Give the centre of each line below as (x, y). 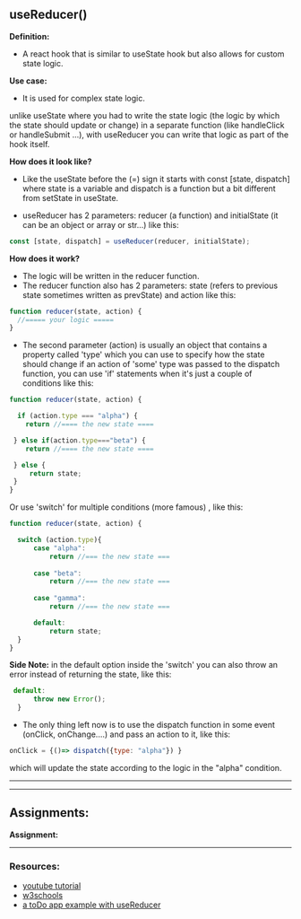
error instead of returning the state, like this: (90, 674)
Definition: (30, 36)
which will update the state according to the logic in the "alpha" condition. (146, 767)
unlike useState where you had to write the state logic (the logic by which (145, 115)
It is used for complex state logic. (83, 98)
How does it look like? (51, 162)
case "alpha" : (60, 548)
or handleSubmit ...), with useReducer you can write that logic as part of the (149, 135)
